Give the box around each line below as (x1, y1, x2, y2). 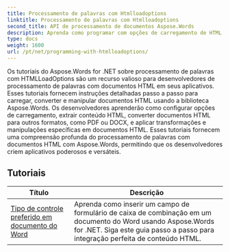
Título (29, 187, 49, 197)
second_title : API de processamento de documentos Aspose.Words (7, 23, 194, 30)
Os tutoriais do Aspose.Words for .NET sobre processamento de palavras (7, 67, 214, 76)
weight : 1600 (7, 42, 44, 49)
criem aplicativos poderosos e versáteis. (7, 147, 121, 155)
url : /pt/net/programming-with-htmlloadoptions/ (7, 49, 149, 56)
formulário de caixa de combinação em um (74, 207, 212, 217)
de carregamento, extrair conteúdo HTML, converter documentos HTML (7, 111, 211, 119)
